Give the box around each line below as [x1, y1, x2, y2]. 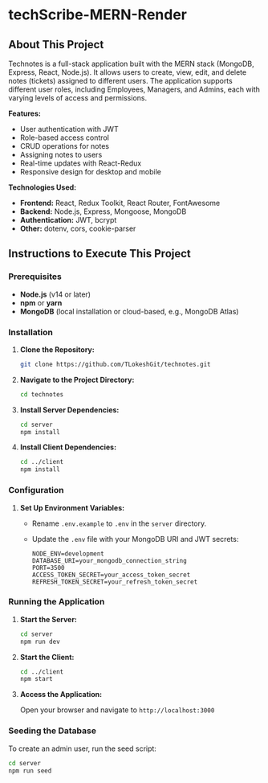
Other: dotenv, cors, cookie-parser [19, 223, 136, 233]
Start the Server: [19, 614, 78, 624]
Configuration [8, 485, 64, 496]
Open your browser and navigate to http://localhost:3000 [19, 705, 215, 715]
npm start [19, 675, 54, 683]
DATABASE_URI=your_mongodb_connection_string [31, 556, 187, 564]
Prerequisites [8, 271, 62, 282]
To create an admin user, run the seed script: [8, 744, 156, 753]
